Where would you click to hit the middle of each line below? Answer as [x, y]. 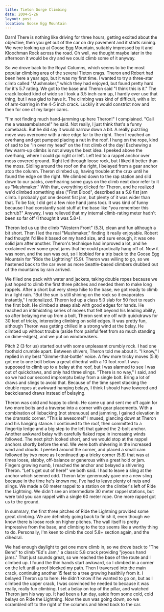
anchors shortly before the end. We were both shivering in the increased [78, 444]
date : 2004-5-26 [22, 14]
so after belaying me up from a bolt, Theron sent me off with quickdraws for [82, 316]
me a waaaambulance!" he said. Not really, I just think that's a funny [73, 124]
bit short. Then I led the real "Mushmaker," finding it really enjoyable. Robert [82, 233]
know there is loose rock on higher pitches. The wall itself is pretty [72, 522]
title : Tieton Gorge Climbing [36, 10]
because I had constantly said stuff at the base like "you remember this [77, 208]
